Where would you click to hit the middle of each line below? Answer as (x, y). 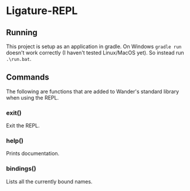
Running (22, 33)
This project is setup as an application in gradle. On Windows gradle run (94, 46)
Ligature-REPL (42, 11)
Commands (28, 77)
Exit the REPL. (23, 126)
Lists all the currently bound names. (49, 181)
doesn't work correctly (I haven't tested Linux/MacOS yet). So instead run (95, 53)
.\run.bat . (19, 59)
